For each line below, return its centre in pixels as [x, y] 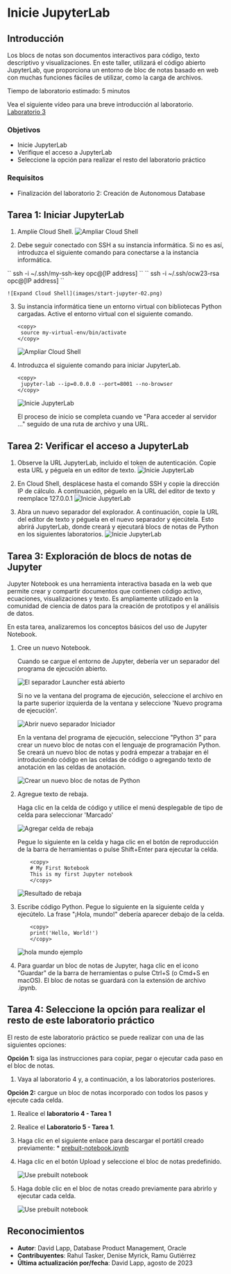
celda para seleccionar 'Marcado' [65, 815]
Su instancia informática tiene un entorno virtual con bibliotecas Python [119, 306]
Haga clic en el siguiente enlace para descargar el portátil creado [111, 1140]
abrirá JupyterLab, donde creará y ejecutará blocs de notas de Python [118, 527]
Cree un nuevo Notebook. [54, 648]
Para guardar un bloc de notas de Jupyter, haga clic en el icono [108, 965]
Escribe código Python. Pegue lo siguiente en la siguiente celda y [111, 907]
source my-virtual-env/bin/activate [74, 333]
